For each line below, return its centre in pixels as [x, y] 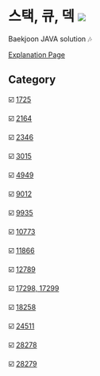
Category [32, 80]
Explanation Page [37, 54]
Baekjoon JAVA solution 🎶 [50, 39]
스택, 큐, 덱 [42, 16]
